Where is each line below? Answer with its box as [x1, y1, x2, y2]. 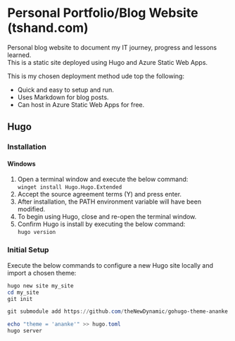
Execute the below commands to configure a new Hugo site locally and [7, 261, 213, 269]
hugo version [17, 229, 56, 236]
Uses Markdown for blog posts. [17, 93, 109, 101]
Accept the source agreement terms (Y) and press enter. [17, 190, 182, 199]
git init [7, 295, 33, 302]
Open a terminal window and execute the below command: [17, 175, 189, 184]
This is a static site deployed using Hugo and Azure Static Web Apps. [7, 58, 208, 66]
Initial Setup [7, 245, 49, 255]
